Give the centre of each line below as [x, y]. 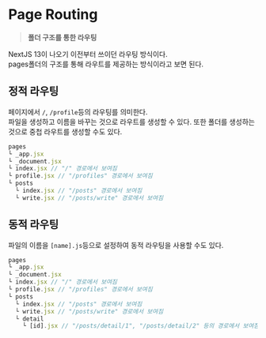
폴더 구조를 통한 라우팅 [62, 37]
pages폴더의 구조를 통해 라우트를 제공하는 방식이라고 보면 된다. [106, 64]
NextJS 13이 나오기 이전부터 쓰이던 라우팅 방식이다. [88, 54]
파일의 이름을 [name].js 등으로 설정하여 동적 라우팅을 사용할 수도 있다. [116, 245]
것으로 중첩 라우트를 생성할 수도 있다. [65, 131]
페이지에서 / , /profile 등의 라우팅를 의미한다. [78, 111]
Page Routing [53, 15]
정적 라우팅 [34, 91]
